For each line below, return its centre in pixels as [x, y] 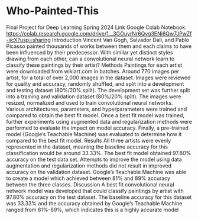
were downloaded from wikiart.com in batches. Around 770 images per [93, 71]
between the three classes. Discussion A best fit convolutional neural [90, 184]
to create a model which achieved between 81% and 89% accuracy [88, 178]
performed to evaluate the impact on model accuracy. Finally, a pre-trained [98, 128]
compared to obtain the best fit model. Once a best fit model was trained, [95, 115]
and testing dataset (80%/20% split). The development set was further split [98, 90]
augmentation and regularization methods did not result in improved [89, 165]
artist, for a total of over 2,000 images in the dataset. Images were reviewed [98, 78]
